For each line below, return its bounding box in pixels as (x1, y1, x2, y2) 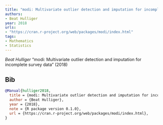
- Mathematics (5, 39, 34, 44)
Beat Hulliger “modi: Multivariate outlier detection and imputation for (5, 56, 142, 62)
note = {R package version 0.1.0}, (9, 106, 81, 111)
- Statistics (5, 43, 32, 48)
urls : (5, 25, 16, 30)
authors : (5, 12, 23, 16)
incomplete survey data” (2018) (5, 62, 68, 67)
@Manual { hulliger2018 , (5, 88, 51, 94)
